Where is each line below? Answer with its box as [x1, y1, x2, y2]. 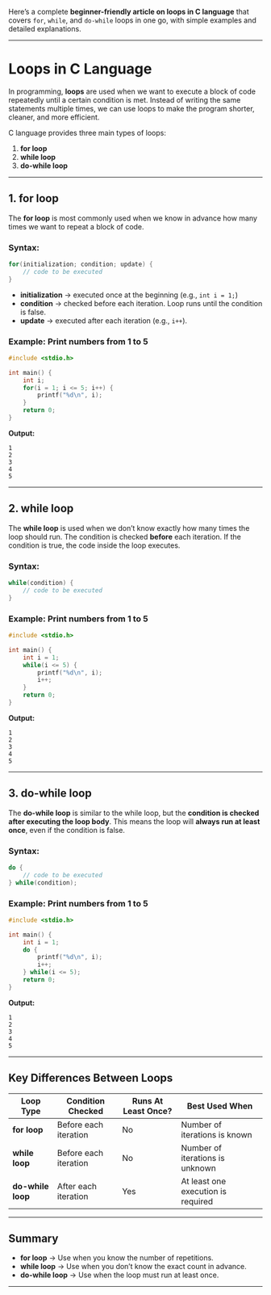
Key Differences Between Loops [8, 1071, 173, 1085]
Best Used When [186, 1100, 253, 1112]
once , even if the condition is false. [8, 825, 125, 835]
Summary [8, 1231, 59, 1245]
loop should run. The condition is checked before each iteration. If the [8, 532, 242, 541]
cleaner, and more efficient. [8, 112, 100, 122]
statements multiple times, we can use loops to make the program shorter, [8, 103, 256, 113]
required [181, 1196, 214, 1207]
